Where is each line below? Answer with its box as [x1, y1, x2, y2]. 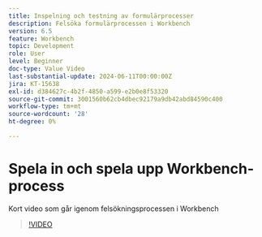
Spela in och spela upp [8, 160, 164, 179]
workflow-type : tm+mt [8, 102, 82, 110]
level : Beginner [8, 58, 63, 66]
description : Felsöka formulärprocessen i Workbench [8, 19, 191, 28]
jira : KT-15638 [8, 80, 60, 88]
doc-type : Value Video [8, 65, 85, 73]
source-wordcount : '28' [8, 110, 89, 118]
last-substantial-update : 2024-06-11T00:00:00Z [8, 72, 173, 80]
